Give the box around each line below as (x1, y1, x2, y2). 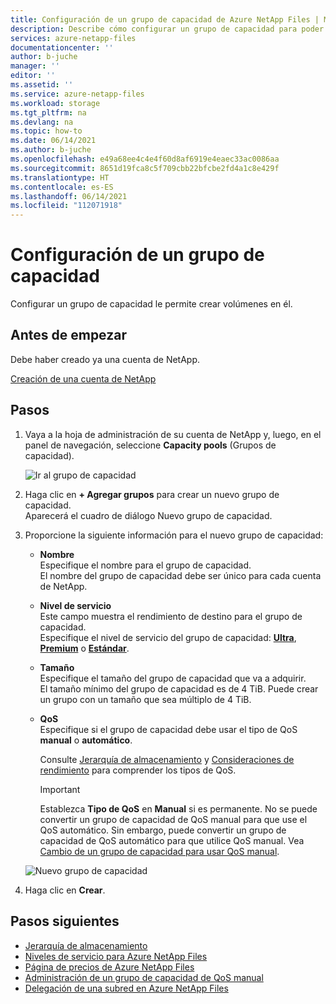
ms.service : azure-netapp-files (10, 89, 145, 99)
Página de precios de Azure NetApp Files (24, 961, 195, 973)
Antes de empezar (10, 327, 127, 344)
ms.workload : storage (10, 98, 101, 108)
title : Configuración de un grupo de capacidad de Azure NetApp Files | (10, 14, 320, 25)
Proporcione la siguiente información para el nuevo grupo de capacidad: (24, 529, 324, 541)
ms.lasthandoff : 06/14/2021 (10, 191, 128, 201)
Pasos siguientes (10, 913, 120, 930)
